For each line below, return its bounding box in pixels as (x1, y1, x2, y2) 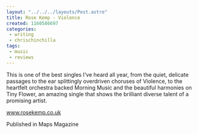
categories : (6, 26, 37, 32)
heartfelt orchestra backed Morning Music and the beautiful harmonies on (6, 83, 192, 91)
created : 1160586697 (6, 20, 59, 26)
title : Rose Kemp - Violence (6, 15, 80, 21)
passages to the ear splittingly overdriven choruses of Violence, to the (6, 77, 183, 85)
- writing (9, 32, 34, 38)
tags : (6, 43, 20, 49)
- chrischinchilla (9, 37, 56, 43)
